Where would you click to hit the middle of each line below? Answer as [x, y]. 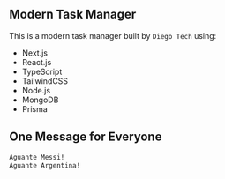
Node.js [36, 90]
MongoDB [40, 100]
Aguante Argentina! [45, 165]
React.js [37, 62]
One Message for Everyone [86, 137]
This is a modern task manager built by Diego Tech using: [113, 35]
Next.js [35, 53]
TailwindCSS [45, 81]
